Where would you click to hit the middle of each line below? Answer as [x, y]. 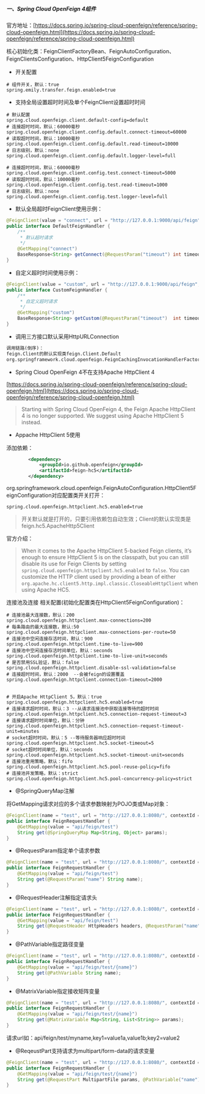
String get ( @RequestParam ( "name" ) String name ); [80, 880]
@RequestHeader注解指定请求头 [56, 897]
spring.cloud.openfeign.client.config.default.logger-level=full [91, 155]
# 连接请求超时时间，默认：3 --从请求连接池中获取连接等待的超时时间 [83, 709]
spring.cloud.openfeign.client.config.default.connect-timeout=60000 [97, 132]
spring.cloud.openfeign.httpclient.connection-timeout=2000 [85, 680]
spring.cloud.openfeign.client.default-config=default [77, 120]
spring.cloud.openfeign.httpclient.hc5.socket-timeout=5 [80, 743]
